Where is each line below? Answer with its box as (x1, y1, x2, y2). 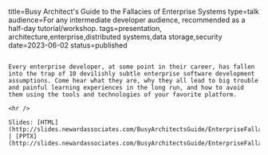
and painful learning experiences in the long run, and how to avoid (8, 83, 245, 91)
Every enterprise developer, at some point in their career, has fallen (8, 63, 255, 71)
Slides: (8, 118, 34, 126)
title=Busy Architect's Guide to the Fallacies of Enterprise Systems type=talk (8, 7, 259, 16)
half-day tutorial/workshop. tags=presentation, (8, 24, 162, 33)
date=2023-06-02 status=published (8, 41, 128, 50)
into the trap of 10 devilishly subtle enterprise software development (8, 70, 255, 78)
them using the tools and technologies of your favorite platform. (8, 91, 238, 99)
